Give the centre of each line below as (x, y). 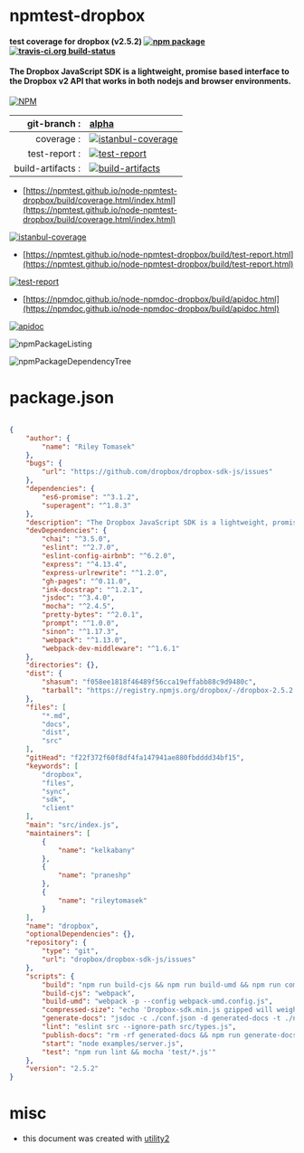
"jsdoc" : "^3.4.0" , (79, 598)
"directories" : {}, (62, 666)
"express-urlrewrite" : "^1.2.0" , (105, 572)
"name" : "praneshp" (94, 875)
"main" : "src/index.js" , (72, 825)
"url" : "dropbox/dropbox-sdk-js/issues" (119, 959)
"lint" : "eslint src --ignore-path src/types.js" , (139, 1027)
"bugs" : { (44, 463)
